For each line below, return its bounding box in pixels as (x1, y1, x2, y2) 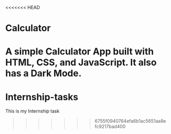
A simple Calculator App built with (5, 46, 154, 58)
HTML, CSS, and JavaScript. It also (5, 56, 157, 68)
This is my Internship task (5, 108, 60, 114)
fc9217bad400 (94, 123, 126, 130)
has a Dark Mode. (5, 68, 82, 79)
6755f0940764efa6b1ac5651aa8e (94, 118, 166, 124)
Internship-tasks (5, 91, 79, 103)
